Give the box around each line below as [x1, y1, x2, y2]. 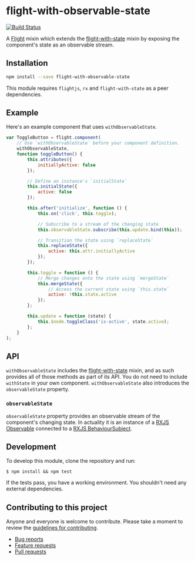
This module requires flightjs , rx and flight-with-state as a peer [6, 84, 169, 92]
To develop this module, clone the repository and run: [6, 458, 136, 465]
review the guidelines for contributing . [6, 525, 99, 532]
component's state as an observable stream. [6, 41, 115, 48]
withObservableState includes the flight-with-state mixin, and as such [6, 367, 174, 374]
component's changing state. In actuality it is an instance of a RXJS [6, 419, 169, 426]
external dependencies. [6, 485, 63, 492]
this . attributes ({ [27, 156, 72, 162]
